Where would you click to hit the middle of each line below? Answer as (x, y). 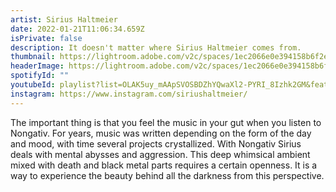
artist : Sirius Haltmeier (64, 19)
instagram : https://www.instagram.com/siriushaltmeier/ (129, 94)
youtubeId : (33, 85)
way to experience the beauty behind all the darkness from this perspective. (167, 175)
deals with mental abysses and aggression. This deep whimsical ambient (160, 154)
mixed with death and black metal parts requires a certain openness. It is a (164, 165)
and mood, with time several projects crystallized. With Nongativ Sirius (156, 143)
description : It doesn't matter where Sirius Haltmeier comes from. (156, 47)
